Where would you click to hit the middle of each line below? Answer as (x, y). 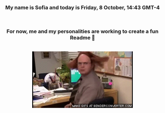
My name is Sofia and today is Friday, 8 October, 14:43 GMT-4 (82, 8)
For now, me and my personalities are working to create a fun (82, 32)
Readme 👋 (82, 38)
